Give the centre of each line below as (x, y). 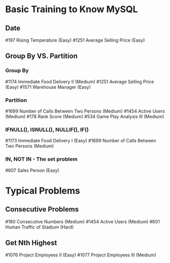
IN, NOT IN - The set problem (41, 159)
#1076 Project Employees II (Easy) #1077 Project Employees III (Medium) (81, 255)
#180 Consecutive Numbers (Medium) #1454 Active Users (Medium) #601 (82, 221)
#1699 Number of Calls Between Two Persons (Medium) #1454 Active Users (85, 111)
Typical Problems (43, 191)
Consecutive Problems (42, 210)
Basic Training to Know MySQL (72, 9)
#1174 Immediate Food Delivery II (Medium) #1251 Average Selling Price (80, 82)
